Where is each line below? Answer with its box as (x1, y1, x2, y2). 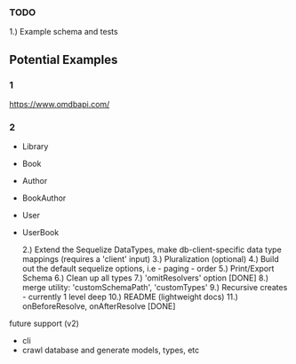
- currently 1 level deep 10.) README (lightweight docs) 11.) (21, 291, 238, 303)
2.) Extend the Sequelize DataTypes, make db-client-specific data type (21, 244, 282, 255)
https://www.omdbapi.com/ (9, 99, 110, 109)
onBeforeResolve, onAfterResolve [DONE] (21, 301, 176, 312)
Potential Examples (9, 51, 118, 67)
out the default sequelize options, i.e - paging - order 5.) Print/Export (21, 264, 275, 274)
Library (21, 141, 49, 152)
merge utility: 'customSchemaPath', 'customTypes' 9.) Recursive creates (21, 282, 288, 293)
